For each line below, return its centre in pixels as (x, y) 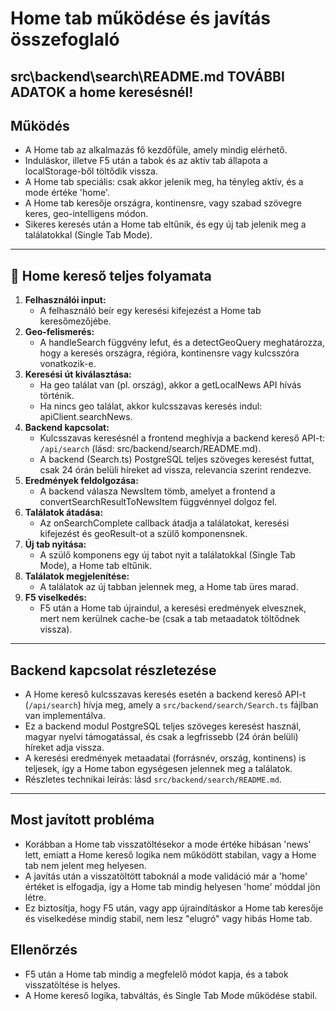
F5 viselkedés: (56, 598)
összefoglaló (65, 39)
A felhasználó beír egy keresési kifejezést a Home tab (150, 311)
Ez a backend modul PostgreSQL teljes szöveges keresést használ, (163, 726)
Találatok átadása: (64, 513)
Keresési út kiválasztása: (78, 374)
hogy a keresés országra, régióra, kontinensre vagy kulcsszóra (169, 353)
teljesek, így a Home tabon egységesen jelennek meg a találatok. (158, 769)
